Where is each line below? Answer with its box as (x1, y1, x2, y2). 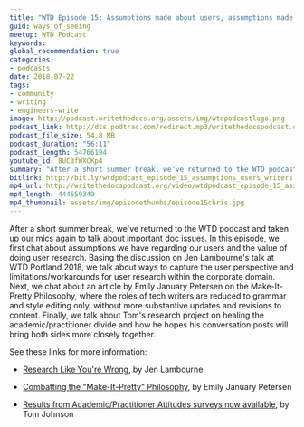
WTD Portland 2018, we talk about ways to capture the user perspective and (9, 261, 294, 272)
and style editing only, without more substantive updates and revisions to (9, 299, 282, 310)
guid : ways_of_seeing (9, 22, 91, 31)
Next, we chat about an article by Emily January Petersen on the (9, 280, 249, 291)
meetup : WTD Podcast (9, 30, 88, 39)
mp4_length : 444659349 (9, 190, 95, 199)
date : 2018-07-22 (9, 72, 75, 81)
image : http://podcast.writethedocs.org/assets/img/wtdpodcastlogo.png (9, 114, 285, 123)
